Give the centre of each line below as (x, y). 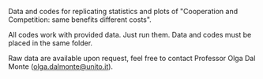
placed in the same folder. (51, 43)
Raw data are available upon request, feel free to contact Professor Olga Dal (132, 58)
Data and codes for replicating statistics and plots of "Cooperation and (123, 11)
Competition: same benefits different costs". (80, 20)
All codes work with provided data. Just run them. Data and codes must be (130, 35)
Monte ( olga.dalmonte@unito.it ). (60, 66)
